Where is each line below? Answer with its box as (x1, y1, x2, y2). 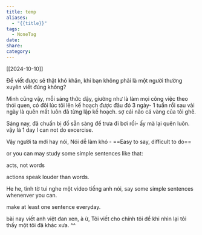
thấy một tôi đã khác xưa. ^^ (6, 221, 76, 228)
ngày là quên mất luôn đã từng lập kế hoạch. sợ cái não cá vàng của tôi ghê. (6, 107, 197, 115)
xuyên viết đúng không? (6, 83, 67, 90)
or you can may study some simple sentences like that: (6, 149, 143, 157)
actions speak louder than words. (6, 173, 90, 180)
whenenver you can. (6, 191, 57, 199)
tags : (6, 26, 20, 32)
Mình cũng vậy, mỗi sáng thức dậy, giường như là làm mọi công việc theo (6, 95, 189, 102)
